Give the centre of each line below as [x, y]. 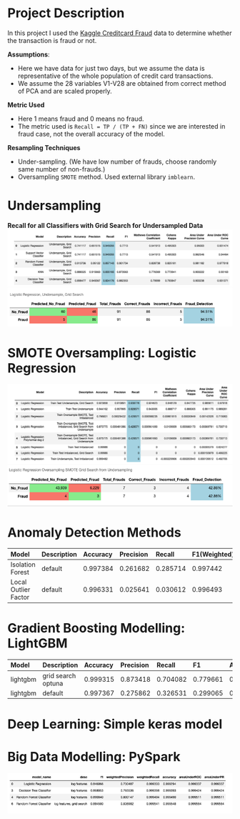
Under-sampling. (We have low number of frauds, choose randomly [117, 162]
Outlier [20, 590]
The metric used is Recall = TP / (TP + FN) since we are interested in [121, 126]
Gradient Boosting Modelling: [96, 629]
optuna [53, 683]
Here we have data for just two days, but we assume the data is [111, 68]
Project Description [66, 13]
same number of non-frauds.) [61, 169]
